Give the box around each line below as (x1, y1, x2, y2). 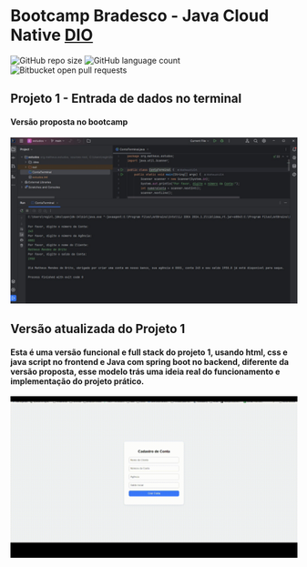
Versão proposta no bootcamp (10, 116, 128, 127)
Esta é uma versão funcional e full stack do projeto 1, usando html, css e (10, 347, 288, 358)
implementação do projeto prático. (10, 375, 145, 387)
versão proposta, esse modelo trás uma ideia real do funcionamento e (10, 366, 281, 377)
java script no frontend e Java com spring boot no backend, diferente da (10, 356, 290, 367)
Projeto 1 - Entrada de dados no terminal (10, 91, 242, 106)
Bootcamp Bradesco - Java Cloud (10, 5, 270, 26)
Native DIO (10, 25, 94, 46)
